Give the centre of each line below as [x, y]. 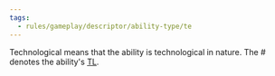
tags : [19, 18]
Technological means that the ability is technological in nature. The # [138, 52]
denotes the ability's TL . [54, 62]
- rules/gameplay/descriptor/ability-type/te [105, 26]
